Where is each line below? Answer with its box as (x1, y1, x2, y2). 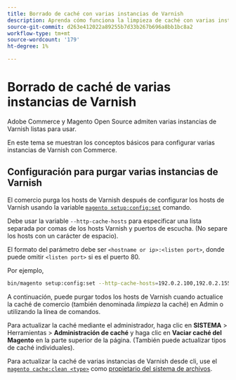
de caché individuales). (7, 343, 75, 351)
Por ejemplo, (7, 266, 44, 274)
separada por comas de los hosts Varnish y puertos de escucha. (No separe (7, 224, 228, 232)
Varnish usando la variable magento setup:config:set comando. (7, 203, 192, 211)
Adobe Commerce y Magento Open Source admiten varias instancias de (7, 117, 216, 125)
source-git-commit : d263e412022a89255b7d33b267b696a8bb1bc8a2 (7, 23, 193, 30)
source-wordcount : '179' (7, 36, 80, 43)
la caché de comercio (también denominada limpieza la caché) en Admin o (7, 299, 223, 308)
